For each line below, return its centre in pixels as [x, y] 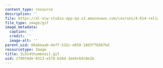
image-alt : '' [24, 41]
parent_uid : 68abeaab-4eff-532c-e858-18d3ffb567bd [57, 45]
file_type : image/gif [27, 23]
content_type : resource [29, 9]
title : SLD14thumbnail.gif [32, 54]
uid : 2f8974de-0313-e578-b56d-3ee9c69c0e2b [50, 58]
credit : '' [20, 36]
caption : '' [22, 32]
